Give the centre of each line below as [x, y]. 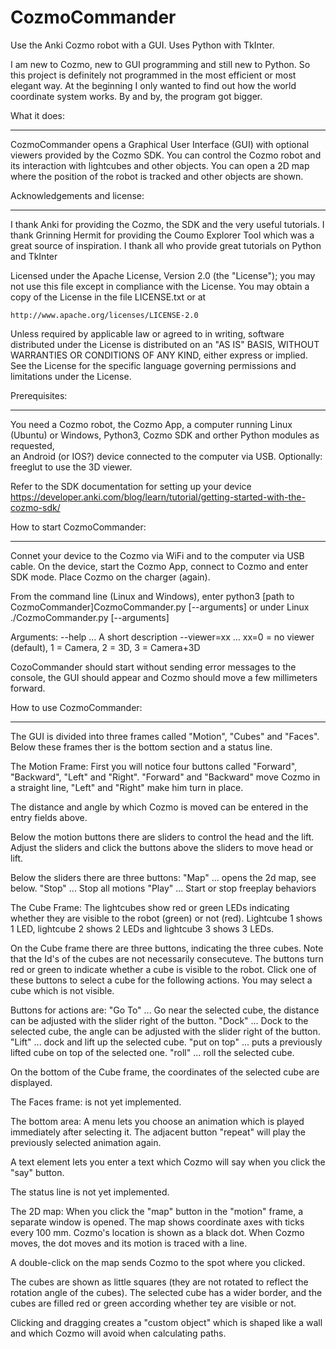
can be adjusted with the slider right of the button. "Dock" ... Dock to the [159, 1020]
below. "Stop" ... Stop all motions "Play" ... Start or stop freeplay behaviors [163, 888]
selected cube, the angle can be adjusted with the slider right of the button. [165, 1031]
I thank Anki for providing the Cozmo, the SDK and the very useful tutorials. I [167, 224]
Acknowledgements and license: [77, 195]
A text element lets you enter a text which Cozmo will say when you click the [168, 1162]
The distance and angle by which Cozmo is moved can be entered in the [159, 807]
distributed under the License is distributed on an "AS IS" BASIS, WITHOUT [165, 344]
